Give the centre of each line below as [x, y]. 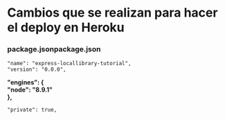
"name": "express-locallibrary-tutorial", [69, 64]
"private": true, [32, 110]
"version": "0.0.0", [37, 70]
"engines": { [26, 83]
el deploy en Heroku [66, 27]
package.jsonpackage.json [54, 49]
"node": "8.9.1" [30, 90]
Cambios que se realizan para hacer [112, 13]
